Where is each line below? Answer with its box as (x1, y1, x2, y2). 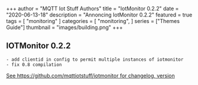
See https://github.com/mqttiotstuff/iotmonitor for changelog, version (6, 72, 176, 79)
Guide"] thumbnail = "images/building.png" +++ (6, 24, 123, 31)
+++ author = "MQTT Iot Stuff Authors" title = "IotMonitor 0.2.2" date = (6, 5, 179, 12)
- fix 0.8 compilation (6, 61, 62, 67)
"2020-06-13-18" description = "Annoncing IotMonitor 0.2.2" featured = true (6, 11, 193, 18)
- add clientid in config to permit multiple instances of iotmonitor (6, 56, 184, 63)
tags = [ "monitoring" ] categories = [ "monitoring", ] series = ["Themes (6, 18, 180, 24)
